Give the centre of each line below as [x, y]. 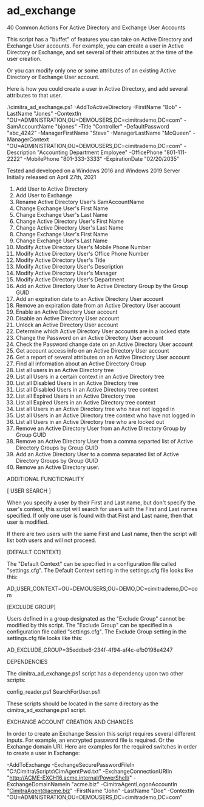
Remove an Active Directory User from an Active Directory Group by [101, 428]
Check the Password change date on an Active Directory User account [104, 344]
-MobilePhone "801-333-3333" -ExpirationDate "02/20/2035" [102, 158]
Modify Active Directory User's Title [60, 260]
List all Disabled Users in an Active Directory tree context [87, 389]
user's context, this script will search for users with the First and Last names [102, 509]
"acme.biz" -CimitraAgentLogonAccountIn [124, 784]
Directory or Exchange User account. [53, 77]
